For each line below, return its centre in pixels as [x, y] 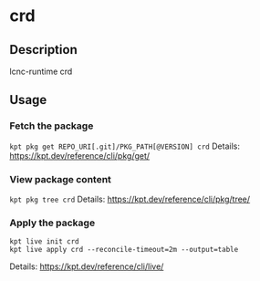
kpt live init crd [44, 242]
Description [43, 50]
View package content [61, 179]
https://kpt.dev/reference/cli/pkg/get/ [80, 155]
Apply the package [52, 223]
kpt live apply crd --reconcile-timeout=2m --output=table [124, 250]
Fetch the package [52, 126]
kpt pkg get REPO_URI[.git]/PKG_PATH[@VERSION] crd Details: [125, 146]
